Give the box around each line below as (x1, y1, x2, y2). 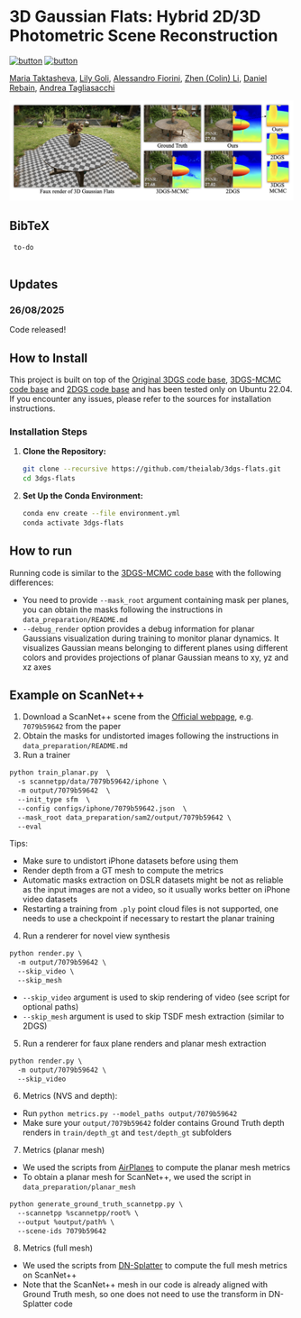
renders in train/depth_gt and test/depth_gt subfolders (22, 1127, 233, 1138)
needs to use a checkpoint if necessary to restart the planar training (22, 913, 275, 924)
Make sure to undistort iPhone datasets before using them (22, 856, 239, 866)
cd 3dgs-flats (22, 474, 76, 483)
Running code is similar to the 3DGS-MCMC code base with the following (9, 567, 282, 578)
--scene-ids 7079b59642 (17, 1227, 106, 1236)
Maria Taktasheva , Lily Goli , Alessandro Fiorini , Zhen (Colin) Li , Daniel (9, 72, 268, 83)
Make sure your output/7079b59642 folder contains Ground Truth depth (22, 1118, 286, 1129)
